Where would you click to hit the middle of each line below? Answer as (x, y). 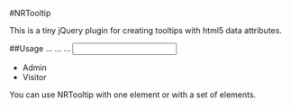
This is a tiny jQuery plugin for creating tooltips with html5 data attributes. (145, 30)
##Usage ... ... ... (40, 48)
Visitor (34, 77)
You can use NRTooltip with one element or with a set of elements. (133, 95)
